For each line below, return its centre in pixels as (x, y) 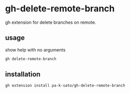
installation (23, 74)
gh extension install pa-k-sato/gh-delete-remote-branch (65, 86)
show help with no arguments (35, 49)
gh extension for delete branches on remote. (51, 22)
